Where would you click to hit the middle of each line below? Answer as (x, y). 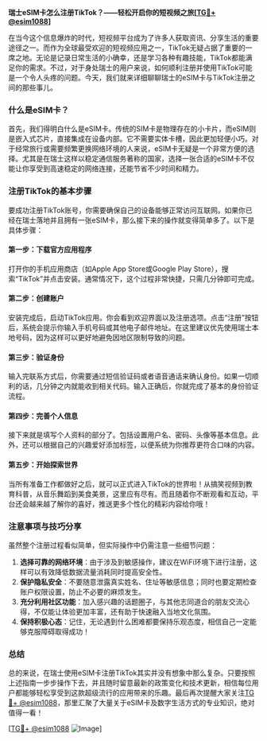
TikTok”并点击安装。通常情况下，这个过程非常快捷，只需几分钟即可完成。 (139, 278)
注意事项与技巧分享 (45, 526)
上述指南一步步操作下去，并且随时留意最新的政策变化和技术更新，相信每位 (130, 683)
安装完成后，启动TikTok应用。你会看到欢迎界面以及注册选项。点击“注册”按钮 (133, 318)
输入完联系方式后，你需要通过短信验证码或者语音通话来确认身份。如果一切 (130, 376)
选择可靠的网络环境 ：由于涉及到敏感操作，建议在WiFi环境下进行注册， (135, 562)
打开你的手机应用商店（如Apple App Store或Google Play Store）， (115, 269)
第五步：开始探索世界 (43, 465)
